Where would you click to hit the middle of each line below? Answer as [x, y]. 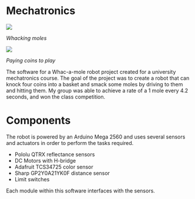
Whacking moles [26, 38]
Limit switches [32, 179]
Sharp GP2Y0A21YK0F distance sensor [62, 173]
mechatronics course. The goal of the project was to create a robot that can [98, 78]
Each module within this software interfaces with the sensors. [81, 190]
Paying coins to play [31, 60]
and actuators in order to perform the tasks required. [70, 143]
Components [38, 121]
